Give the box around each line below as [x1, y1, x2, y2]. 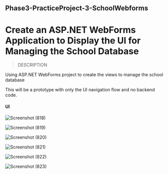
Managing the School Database [5, 45, 139, 57]
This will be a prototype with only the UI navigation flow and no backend [5, 87, 155, 93]
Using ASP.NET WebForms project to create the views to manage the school [5, 72, 163, 78]
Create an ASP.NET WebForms [5, 24, 136, 36]
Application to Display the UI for [5, 35, 141, 46]
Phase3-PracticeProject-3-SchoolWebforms [5, 4, 148, 13]
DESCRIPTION [17, 62, 48, 68]
